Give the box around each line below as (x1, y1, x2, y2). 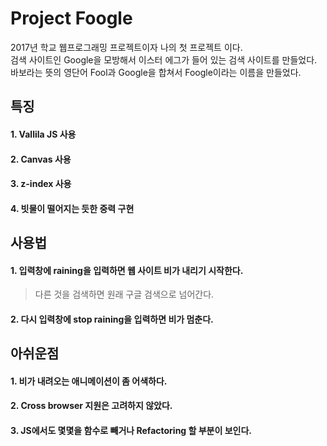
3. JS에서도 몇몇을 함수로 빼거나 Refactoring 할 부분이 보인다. (10, 425, 252, 437)
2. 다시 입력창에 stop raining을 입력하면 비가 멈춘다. (10, 313, 214, 325)
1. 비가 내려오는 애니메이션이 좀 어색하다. (10, 375, 168, 387)
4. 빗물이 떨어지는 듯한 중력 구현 (10, 202, 135, 214)
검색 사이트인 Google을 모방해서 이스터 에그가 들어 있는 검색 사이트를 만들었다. (10, 53, 318, 66)
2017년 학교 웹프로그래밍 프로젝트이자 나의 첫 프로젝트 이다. (10, 41, 243, 53)
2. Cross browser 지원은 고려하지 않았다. (10, 400, 173, 412)
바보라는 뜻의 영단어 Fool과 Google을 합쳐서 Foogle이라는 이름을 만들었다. (10, 66, 302, 78)
